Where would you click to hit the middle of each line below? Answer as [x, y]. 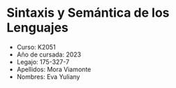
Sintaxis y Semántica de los [88, 13]
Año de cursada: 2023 [49, 54]
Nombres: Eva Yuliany [48, 76]
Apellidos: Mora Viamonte [54, 69]
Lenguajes [38, 28]
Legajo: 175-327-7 [43, 61]
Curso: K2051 [36, 47]
